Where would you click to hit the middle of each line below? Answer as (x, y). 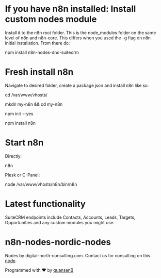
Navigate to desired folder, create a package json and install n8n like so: (77, 85)
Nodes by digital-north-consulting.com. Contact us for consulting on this (78, 255)
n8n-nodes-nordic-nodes (58, 242)
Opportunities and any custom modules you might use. (60, 222)
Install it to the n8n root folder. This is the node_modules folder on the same (80, 33)
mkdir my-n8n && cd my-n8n (34, 104)
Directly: (13, 156)
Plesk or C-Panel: (23, 175)
